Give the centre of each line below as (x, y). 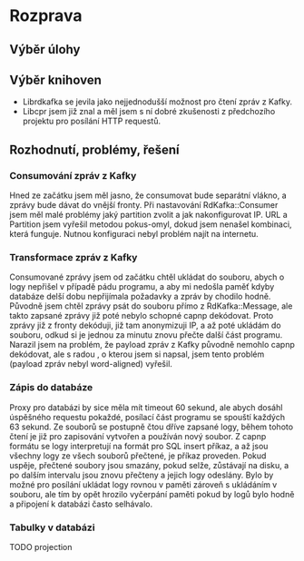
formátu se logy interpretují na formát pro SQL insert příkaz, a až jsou (139, 446)
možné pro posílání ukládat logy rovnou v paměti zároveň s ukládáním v (143, 484)
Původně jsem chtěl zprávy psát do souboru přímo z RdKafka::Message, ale (151, 306)
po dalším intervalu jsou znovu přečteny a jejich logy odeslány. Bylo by (142, 475)
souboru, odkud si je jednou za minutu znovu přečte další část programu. (146, 335)
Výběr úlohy (45, 49)
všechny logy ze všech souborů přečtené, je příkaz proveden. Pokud (138, 456)
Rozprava (46, 16)
